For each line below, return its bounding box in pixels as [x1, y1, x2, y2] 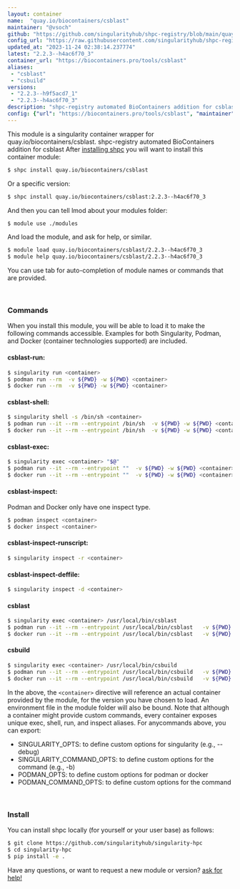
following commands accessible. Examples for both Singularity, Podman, [7, 329, 221, 338]
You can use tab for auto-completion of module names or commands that [7, 266, 224, 275]
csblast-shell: [7, 397, 50, 406]
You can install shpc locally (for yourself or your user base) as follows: [7, 825, 214, 834]
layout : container [7, 10, 62, 18]
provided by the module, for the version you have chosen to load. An [7, 695, 209, 704]
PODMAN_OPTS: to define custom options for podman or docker [17, 770, 209, 779]
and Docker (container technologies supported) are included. [7, 337, 188, 345]
